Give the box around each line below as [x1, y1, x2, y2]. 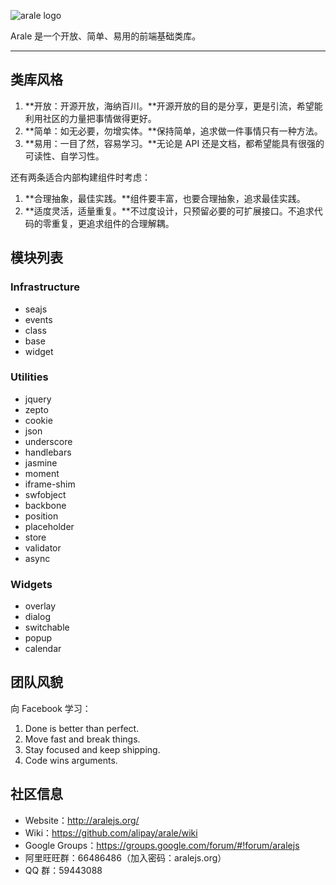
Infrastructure [10, 280, 81, 294]
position [24, 510, 59, 522]
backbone [24, 499, 67, 511]
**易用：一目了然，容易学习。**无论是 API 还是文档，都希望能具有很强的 [24, 137, 325, 149]
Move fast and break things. [24, 733, 141, 745]
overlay [24, 600, 57, 612]
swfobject [24, 488, 67, 500]
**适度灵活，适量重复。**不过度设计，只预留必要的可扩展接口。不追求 [24, 205, 315, 217]
